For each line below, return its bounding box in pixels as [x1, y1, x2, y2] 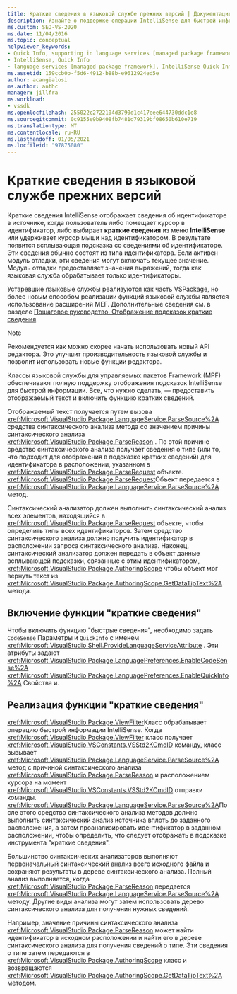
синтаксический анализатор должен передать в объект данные [7, 549, 200, 558]
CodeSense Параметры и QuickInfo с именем [7, 633, 140, 641]
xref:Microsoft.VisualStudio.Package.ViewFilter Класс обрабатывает [7, 718, 207, 726]
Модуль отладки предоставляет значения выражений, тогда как [7, 263, 202, 273]
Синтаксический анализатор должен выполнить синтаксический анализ [7, 504, 226, 513]
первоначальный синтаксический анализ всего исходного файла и [7, 859, 209, 868]
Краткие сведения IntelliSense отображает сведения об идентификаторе [7, 211, 227, 219]
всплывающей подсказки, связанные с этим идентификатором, [7, 556, 200, 565]
